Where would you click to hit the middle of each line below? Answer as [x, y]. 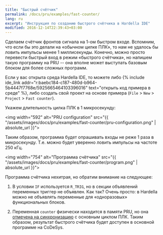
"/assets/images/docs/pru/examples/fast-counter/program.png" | [71, 162]
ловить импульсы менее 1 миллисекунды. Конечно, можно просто [75, 52]
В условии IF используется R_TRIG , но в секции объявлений [75, 186]
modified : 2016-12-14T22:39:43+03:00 [44, 28]
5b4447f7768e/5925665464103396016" [46, 88]
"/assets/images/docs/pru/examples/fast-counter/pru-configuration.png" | [81, 123]
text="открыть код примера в [120, 88]
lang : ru [14, 19]
